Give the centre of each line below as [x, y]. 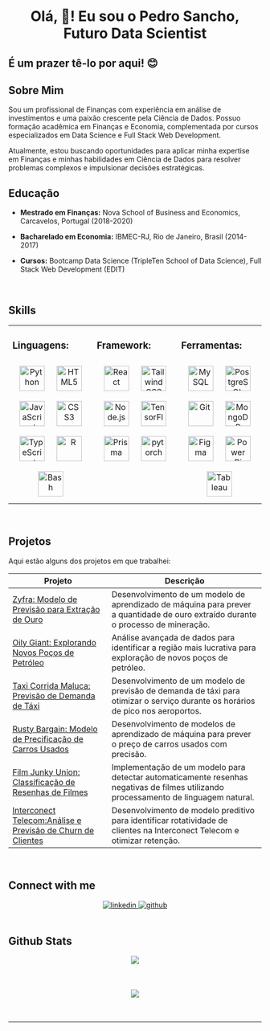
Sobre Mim [36, 90]
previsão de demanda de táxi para [176, 690]
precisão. [129, 754]
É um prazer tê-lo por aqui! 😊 [83, 63]
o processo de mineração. [161, 624]
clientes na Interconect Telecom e [175, 830]
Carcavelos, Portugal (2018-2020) [76, 221]
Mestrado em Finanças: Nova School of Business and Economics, [130, 213]
